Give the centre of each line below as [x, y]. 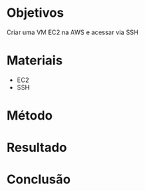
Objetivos [35, 13]
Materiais [35, 61]
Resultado [37, 148]
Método [30, 116]
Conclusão [39, 179]
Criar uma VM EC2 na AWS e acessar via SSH [72, 32]
